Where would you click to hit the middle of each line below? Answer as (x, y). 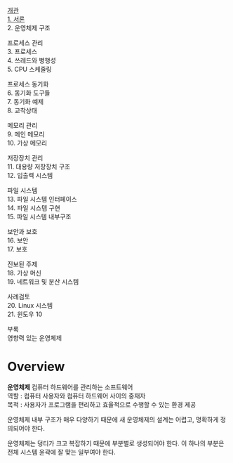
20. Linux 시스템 (30, 305)
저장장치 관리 (25, 158)
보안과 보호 (22, 231)
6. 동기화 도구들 (29, 93)
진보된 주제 (22, 264)
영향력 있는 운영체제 (34, 338)
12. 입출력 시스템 (30, 175)
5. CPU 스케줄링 (29, 69)
